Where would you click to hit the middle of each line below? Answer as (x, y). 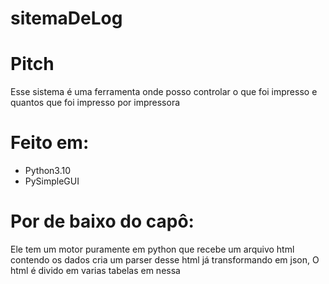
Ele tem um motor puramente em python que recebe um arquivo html (152, 249)
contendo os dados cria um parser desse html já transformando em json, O (165, 260)
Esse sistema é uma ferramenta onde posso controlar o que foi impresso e (164, 92)
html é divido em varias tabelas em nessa (95, 270)
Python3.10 (48, 171)
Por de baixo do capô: (102, 221)
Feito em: (50, 143)
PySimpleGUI (52, 181)
